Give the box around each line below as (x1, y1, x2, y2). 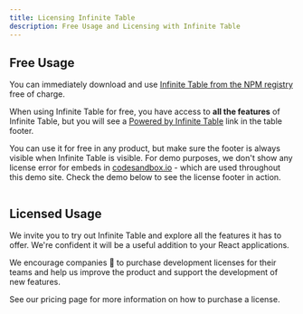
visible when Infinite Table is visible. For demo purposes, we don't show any (9, 153, 293, 164)
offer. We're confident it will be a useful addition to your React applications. (9, 240, 289, 251)
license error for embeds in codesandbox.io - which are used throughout (9, 162, 281, 173)
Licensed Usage (9, 205, 102, 222)
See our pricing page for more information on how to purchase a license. (9, 294, 280, 305)
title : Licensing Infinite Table (9, 13, 136, 23)
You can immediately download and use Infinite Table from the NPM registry (9, 79, 294, 90)
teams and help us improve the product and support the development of (9, 267, 279, 278)
